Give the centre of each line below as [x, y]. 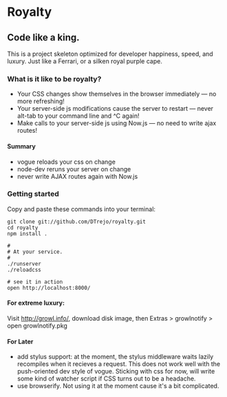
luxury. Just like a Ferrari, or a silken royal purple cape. [85, 61]
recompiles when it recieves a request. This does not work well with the [119, 364]
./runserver [24, 264]
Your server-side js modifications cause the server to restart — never [115, 109]
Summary [21, 146]
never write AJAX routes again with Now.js [77, 176]
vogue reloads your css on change [66, 162]
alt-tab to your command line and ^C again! [78, 116]
